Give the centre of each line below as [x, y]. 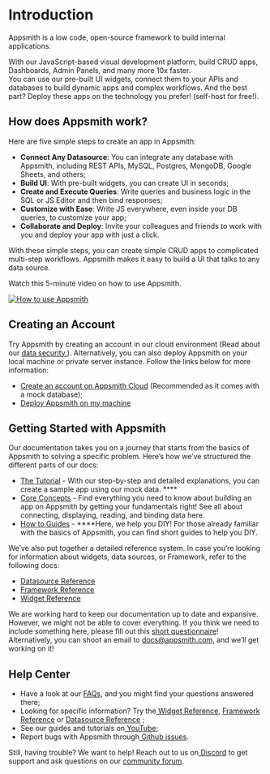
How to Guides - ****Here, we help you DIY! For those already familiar [139, 524]
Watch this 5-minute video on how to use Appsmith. [95, 283]
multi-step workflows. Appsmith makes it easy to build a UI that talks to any [134, 259]
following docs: [34, 565]
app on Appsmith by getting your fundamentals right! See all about [131, 507]
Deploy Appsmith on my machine [75, 402]
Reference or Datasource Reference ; [82, 720]
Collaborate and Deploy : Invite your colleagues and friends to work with [141, 226]
